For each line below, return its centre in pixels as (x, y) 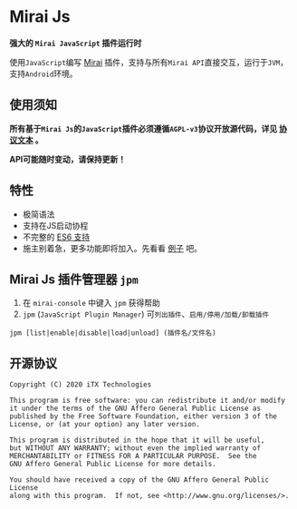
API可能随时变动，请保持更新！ (68, 159)
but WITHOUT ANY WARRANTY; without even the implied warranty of (135, 448)
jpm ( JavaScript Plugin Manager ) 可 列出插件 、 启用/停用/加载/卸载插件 (146, 314)
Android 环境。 (52, 73)
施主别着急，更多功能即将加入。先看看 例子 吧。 (112, 248)
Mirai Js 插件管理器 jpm (74, 279)
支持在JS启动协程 (55, 225)
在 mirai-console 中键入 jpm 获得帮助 (91, 303)
